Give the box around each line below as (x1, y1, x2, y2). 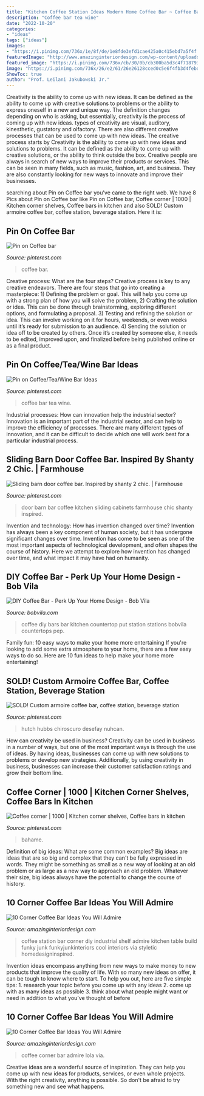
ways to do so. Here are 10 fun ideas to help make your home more (6, 652, 174, 659)
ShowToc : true (6, 71, 42, 77)
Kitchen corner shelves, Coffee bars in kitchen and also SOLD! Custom (6, 202, 183, 210)
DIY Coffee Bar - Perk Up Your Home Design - (6, 572, 181, 582)
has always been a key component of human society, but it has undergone (6, 528, 193, 535)
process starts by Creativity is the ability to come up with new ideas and (6, 139, 187, 146)
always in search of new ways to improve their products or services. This (6, 158, 189, 165)
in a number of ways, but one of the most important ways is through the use (6, 744, 196, 751)
